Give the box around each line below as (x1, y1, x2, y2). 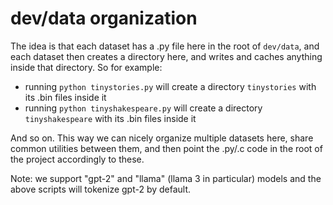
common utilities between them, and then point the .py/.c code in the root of (10, 142, 323, 154)
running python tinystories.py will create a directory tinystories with (24, 80, 317, 92)
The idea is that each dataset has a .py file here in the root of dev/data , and (10, 40, 320, 52)
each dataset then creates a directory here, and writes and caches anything (10, 50, 323, 62)
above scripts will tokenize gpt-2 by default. (10, 183, 192, 195)
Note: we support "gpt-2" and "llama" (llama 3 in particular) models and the (10, 172, 322, 184)
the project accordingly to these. (10, 153, 145, 165)
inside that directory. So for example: (10, 61, 163, 73)
